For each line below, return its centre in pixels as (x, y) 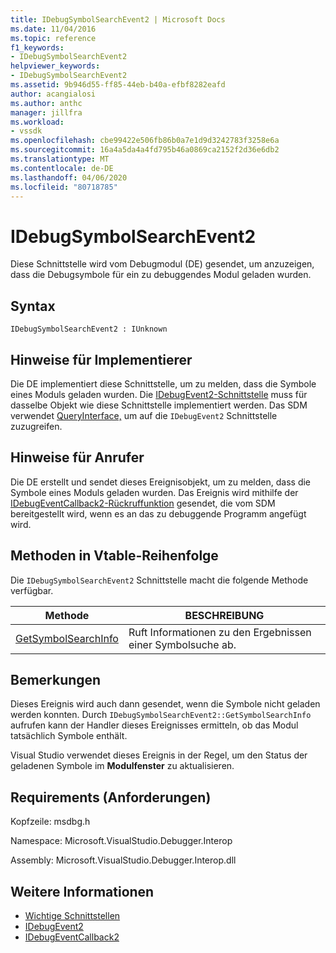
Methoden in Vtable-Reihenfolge (114, 556)
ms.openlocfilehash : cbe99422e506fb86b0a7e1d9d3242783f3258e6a (145, 141)
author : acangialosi (53, 94)
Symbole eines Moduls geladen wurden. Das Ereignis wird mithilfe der (154, 492)
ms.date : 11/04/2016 (53, 29)
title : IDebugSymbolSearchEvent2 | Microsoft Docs (118, 19)
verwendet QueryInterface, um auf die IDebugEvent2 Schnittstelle (144, 415)
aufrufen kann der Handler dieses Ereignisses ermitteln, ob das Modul (154, 725)
